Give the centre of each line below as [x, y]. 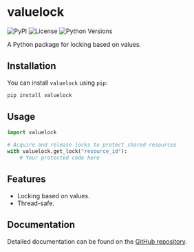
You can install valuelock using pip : [57, 83]
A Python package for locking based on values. [74, 44]
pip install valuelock [40, 95]
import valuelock [32, 133]
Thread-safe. [36, 203]
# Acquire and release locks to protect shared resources [92, 145]
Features [26, 179]
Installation [32, 66]
